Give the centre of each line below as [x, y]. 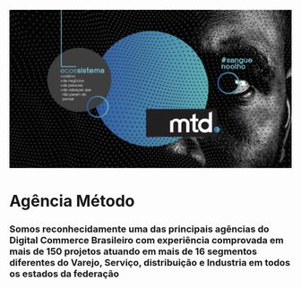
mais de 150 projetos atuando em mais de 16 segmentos [133, 251]
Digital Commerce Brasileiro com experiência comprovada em [146, 240]
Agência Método [72, 201]
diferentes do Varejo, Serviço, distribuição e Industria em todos [150, 262]
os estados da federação [64, 274]
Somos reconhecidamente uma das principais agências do [139, 229]
